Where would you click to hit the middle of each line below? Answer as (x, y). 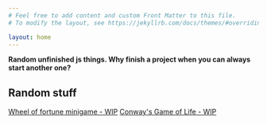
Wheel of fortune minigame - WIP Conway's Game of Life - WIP (112, 112)
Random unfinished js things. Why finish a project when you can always (130, 59)
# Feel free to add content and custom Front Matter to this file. (122, 15)
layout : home (30, 37)
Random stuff (43, 93)
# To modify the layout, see (56, 23)
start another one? (40, 68)
